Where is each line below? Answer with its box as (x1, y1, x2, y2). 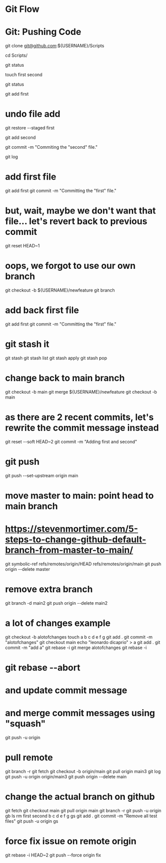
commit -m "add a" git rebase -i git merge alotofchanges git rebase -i (5, 645, 147, 650)
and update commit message (5, 684, 127, 696)
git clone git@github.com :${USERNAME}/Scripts (5, 43, 105, 49)
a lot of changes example (5, 617, 111, 629)
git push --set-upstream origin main (5, 472, 78, 478)
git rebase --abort (5, 662, 81, 673)
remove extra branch (5, 583, 93, 595)
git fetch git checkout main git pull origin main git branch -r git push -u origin (5, 807, 162, 813)
